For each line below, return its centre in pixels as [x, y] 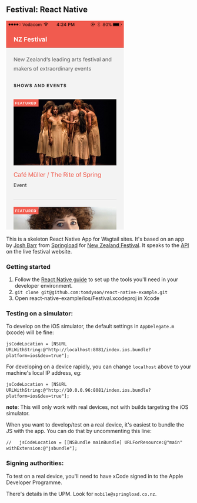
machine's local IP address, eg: [44, 373]
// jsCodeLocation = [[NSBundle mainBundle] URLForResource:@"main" [94, 443]
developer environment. [44, 286]
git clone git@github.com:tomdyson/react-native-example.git [91, 293]
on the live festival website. [39, 251]
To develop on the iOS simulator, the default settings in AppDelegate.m [90, 327]
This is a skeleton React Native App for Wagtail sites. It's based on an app [95, 239]
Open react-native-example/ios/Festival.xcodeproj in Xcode [87, 298]
